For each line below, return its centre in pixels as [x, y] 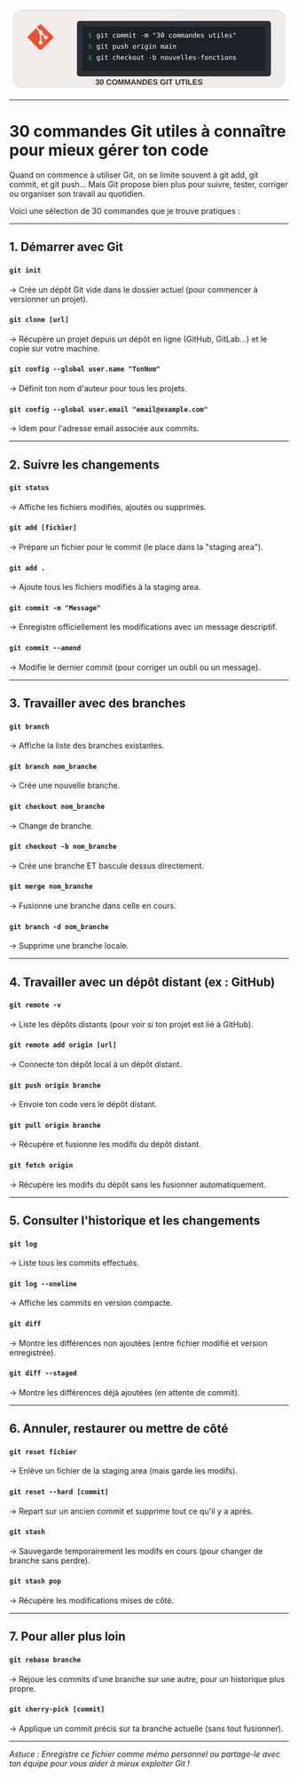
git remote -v [35, 1005]
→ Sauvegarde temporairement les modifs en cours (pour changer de [136, 1551]
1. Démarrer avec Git [67, 247]
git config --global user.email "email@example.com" [109, 409]
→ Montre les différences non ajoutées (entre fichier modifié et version [138, 1343]
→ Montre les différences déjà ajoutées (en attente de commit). [125, 1392]
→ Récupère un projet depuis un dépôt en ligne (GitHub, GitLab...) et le [138, 339]
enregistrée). [32, 1352]
